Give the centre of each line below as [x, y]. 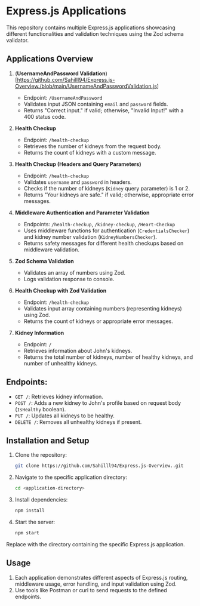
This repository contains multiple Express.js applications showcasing [91, 27]
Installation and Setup [48, 440]
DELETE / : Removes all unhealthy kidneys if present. [78, 422]
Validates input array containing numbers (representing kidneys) [103, 308]
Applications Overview [50, 59]
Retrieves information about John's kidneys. [78, 350]
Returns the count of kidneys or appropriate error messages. [98, 321]
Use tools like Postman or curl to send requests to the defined [91, 590]
